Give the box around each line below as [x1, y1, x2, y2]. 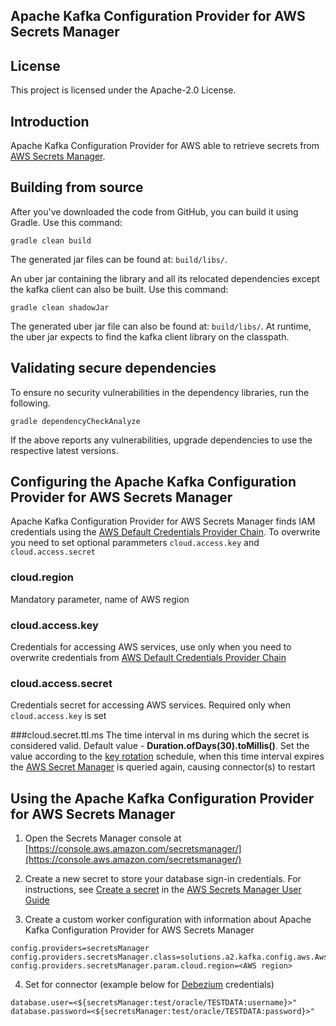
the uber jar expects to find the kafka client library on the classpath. [10, 330, 290, 343]
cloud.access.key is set [10, 710, 107, 722]
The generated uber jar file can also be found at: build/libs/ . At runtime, [10, 320, 312, 332]
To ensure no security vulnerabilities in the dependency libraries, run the [10, 386, 310, 398]
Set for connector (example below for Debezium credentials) [24, 979, 275, 991]
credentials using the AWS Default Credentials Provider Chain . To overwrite [10, 526, 321, 538]
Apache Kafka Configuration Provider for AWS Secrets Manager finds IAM [10, 515, 316, 528]
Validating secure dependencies [10, 360, 217, 377]
